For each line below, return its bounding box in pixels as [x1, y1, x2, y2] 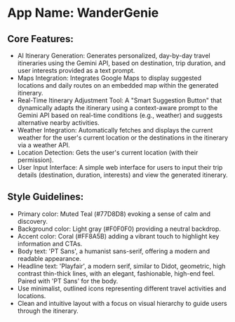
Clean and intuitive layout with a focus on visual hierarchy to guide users [17, 299, 227, 307]
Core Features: [7, 33, 74, 45]
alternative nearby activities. [17, 119, 100, 127]
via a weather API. [17, 141, 70, 149]
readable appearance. [17, 254, 82, 262]
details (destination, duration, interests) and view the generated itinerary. [17, 170, 228, 179]
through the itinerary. [17, 307, 79, 315]
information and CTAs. [17, 239, 83, 248]
